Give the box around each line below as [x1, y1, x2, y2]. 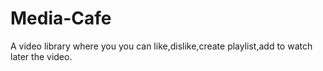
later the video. [10, 50, 73, 62]
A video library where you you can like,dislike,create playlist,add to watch [10, 40, 313, 52]
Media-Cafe [10, 7, 112, 30]
